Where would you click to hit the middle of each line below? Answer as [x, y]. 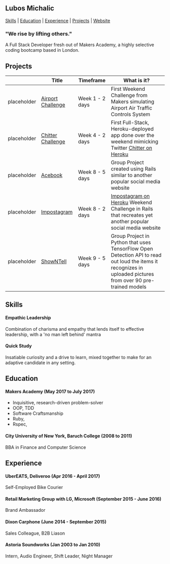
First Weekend [128, 89]
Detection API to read [136, 255]
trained [119, 287]
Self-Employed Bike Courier [34, 487]
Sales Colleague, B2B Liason [35, 533]
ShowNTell [54, 261]
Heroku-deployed [132, 129]
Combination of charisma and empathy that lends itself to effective [75, 329]
